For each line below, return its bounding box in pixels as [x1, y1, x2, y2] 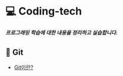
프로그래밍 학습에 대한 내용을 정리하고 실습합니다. [5, 29, 118, 36]
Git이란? [14, 64, 34, 71]
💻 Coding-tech [5, 5, 82, 18]
